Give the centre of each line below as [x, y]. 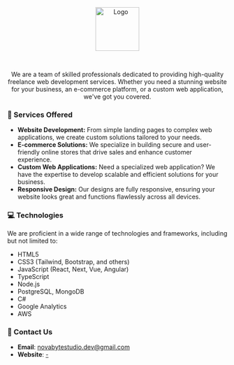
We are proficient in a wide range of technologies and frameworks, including [117, 233]
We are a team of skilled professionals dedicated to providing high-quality [117, 74]
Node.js [29, 284]
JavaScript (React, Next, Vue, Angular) [73, 269]
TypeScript [33, 276]
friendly [29, 152]
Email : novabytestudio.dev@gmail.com [74, 347]
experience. [35, 159]
